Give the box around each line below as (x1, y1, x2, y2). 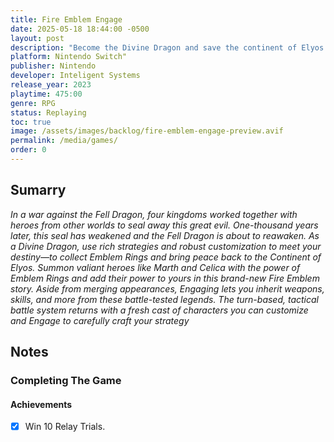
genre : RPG (10, 98, 56, 108)
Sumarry (10, 182, 67, 199)
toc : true (10, 117, 52, 127)
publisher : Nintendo (10, 61, 97, 71)
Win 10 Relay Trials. (24, 421, 106, 433)
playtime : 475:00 (10, 89, 83, 99)
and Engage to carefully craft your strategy (10, 314, 190, 326)
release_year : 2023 (10, 80, 92, 90)
